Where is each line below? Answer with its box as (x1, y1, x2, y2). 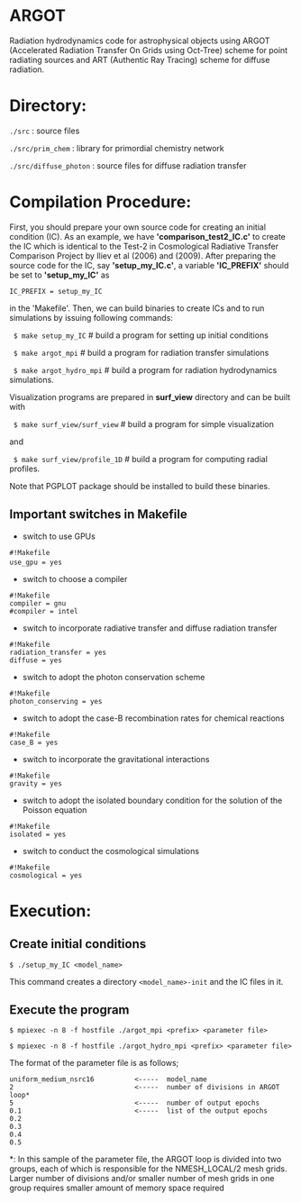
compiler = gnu (9, 598, 67, 608)
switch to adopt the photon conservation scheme (22, 671, 205, 682)
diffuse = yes (9, 655, 63, 665)
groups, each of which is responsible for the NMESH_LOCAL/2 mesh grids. (9, 1163, 287, 1174)
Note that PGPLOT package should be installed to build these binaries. (9, 480, 270, 491)
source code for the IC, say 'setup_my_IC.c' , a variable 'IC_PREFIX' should (9, 260, 289, 270)
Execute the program (9, 1002, 130, 1018)
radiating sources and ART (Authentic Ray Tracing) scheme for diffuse (9, 54, 270, 65)
